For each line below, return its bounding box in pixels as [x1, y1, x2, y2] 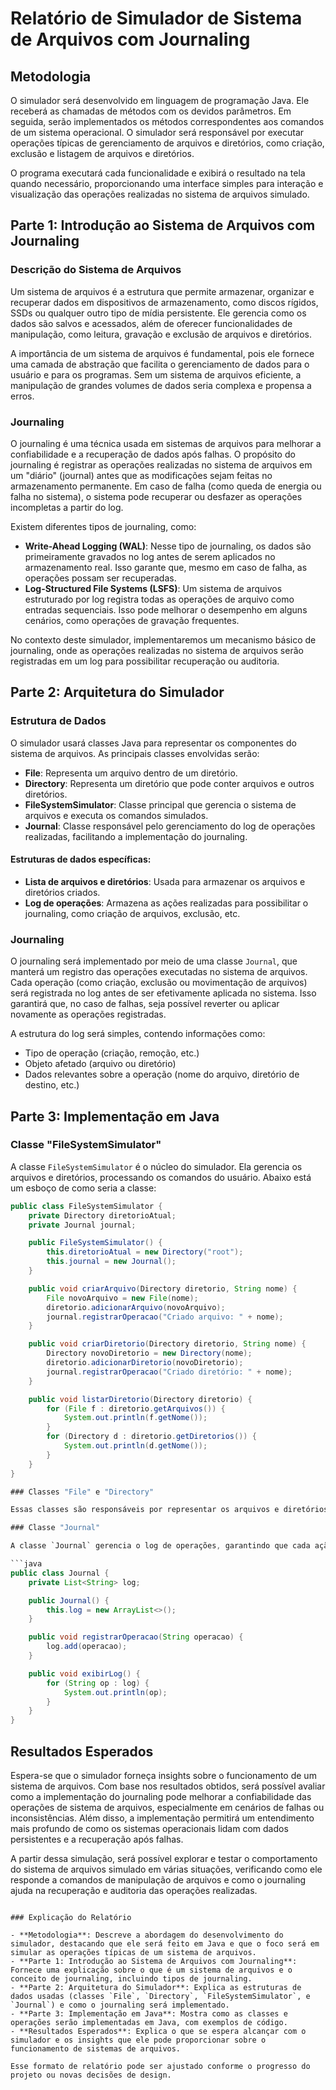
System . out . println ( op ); [63, 1687, 168, 1697]
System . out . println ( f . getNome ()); [63, 1413, 208, 1423]
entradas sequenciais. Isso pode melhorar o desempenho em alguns [24, 603, 308, 616]
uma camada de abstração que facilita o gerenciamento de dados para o [10, 358, 310, 370]
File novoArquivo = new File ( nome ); [46, 1293, 199, 1303]
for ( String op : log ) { [46, 1678, 150, 1688]
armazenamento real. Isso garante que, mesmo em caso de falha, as [24, 561, 308, 573]
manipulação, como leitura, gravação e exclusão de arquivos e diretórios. [10, 328, 313, 340]
